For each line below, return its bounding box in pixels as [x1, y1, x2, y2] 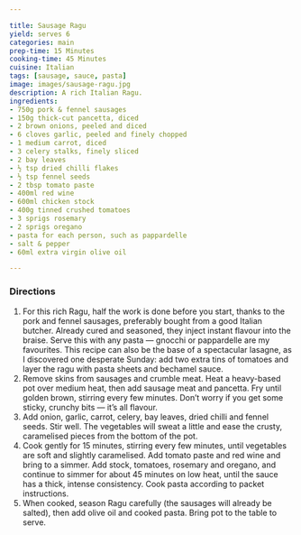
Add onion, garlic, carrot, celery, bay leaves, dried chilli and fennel [22, 411, 269, 422]
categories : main [9, 38, 75, 47]
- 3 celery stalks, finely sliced [9, 147, 140, 156]
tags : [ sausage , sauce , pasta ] [9, 71, 127, 81]
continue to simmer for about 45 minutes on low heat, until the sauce [22, 468, 278, 479]
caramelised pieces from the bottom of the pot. [22, 430, 198, 441]
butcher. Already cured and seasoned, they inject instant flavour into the [22, 325, 291, 336]
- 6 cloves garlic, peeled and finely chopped [9, 130, 187, 140]
